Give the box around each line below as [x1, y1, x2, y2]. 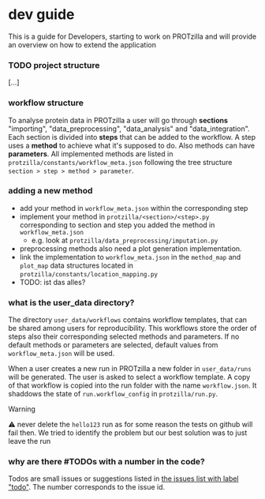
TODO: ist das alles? [19, 277, 86, 287]
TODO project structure [8, 59, 100, 70]
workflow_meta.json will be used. [8, 349, 115, 358]
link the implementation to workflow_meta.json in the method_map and [19, 252, 241, 261]
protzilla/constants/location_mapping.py [19, 270, 158, 278]
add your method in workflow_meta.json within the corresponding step [19, 203, 248, 212]
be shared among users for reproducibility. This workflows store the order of [8, 324, 257, 333]
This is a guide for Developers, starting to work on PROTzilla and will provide [8, 32, 257, 41]
